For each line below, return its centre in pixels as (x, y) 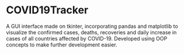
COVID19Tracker (47, 10)
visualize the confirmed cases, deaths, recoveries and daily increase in (91, 32)
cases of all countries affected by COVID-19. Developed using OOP (87, 38)
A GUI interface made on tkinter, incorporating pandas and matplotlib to (92, 26)
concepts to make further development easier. (62, 45)
